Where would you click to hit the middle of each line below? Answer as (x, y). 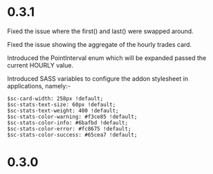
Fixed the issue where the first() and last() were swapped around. (100, 31)
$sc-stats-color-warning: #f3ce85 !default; (72, 117)
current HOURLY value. (40, 65)
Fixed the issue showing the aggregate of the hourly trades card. (100, 44)
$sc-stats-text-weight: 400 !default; (63, 110)
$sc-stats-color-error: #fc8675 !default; (69, 128)
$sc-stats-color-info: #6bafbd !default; (68, 123)
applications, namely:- (39, 86)
